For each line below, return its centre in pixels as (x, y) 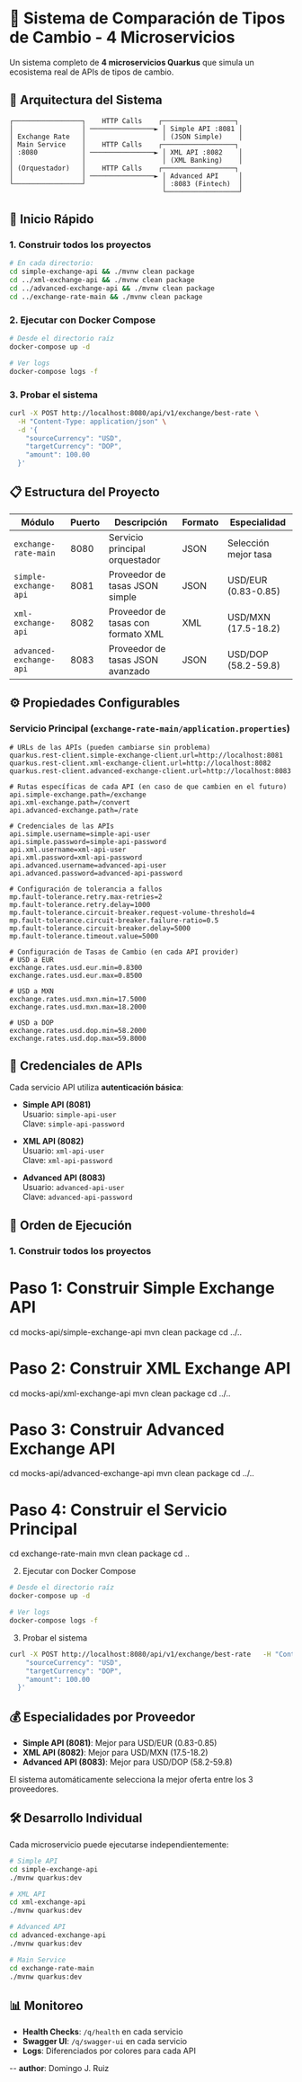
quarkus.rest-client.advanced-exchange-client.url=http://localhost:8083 (151, 771)
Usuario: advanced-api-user (73, 1188)
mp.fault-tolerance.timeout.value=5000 (84, 936)
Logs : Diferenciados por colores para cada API (109, 2051)
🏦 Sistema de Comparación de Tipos (147, 18)
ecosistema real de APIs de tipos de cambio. (92, 72)
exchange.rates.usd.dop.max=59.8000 (78, 1038)
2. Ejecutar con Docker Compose (83, 320)
